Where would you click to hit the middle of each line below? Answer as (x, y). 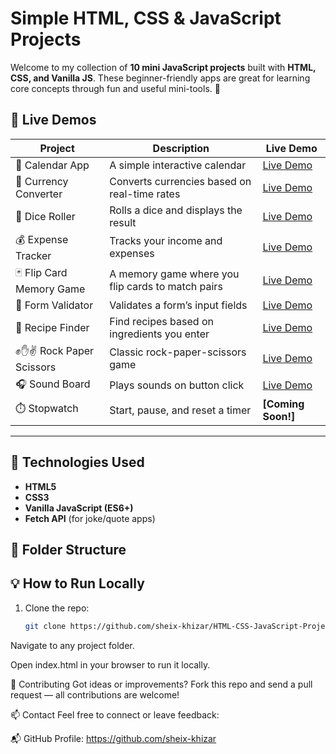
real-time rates (145, 194)
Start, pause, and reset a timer (180, 410)
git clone (45, 626)
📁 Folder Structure (68, 549)
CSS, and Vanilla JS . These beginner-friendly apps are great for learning (160, 78)
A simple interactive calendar (178, 165)
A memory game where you (174, 274)
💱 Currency (42, 181)
